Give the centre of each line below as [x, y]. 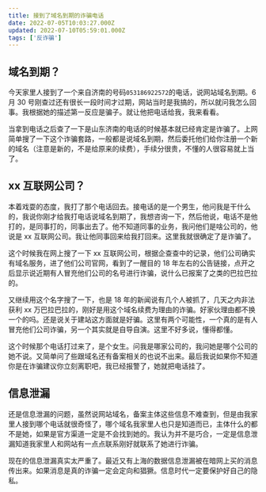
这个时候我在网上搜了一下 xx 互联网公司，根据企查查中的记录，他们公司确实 [132, 253]
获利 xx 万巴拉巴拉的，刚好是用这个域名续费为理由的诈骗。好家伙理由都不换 [132, 309]
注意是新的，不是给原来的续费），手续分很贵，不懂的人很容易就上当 [145, 149]
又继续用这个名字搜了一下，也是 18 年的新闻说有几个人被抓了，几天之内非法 [132, 299]
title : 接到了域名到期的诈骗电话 [56, 15]
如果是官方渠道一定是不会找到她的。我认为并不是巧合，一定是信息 [143, 433]
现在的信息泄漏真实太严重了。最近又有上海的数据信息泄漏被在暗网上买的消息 [133, 460]
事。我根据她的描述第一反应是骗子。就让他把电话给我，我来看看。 [116, 113]
